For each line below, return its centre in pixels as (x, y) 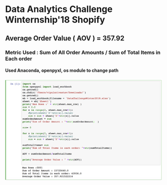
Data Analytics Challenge (59, 9)
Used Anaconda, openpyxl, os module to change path (62, 70)
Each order (19, 58)
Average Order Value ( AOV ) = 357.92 (65, 38)
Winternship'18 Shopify (55, 20)
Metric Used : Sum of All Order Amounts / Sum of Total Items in (83, 52)
